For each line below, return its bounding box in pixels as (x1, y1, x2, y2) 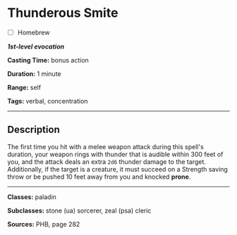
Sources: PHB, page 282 (7, 220, 80, 228)
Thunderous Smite (7, 5, 119, 21)
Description (7, 124, 60, 136)
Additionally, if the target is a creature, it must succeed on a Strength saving (7, 165, 228, 173)
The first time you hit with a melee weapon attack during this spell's (7, 142, 205, 151)
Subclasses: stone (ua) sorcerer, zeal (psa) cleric (7, 206, 152, 215)
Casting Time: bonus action (7, 56, 90, 64)
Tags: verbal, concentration (7, 97, 88, 105)
